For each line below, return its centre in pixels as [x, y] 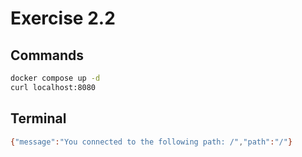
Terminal [38, 118]
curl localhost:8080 [53, 87]
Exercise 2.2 [63, 18]
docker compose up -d [55, 78]
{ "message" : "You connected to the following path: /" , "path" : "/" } [151, 142]
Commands [47, 55]
